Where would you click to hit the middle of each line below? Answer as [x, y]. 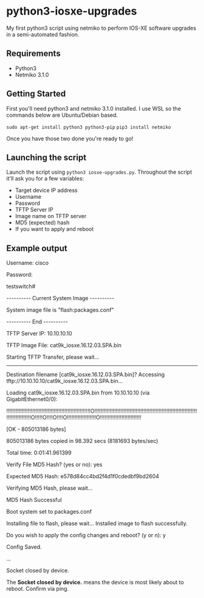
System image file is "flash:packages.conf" [60, 310]
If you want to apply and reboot [54, 229]
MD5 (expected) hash [42, 222]
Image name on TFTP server [51, 216]
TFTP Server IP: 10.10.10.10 [39, 334]
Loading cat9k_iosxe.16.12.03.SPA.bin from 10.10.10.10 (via [78, 393]
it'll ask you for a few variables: [45, 179]
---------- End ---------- [37, 322]
